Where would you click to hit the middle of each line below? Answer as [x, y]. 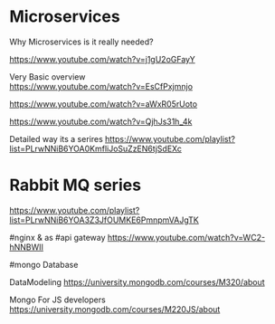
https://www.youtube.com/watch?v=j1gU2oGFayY [103, 59]
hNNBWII [26, 247]
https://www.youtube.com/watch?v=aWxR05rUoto [103, 104]
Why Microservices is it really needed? [81, 42]
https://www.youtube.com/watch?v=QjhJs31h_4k [101, 121]
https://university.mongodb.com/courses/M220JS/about [115, 309]
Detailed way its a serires [57, 138]
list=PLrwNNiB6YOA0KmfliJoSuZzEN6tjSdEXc [96, 148]
